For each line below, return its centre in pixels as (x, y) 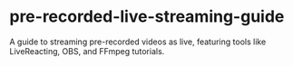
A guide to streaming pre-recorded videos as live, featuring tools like (138, 42)
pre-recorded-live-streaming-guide (147, 17)
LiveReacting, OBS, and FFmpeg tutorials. (87, 51)
